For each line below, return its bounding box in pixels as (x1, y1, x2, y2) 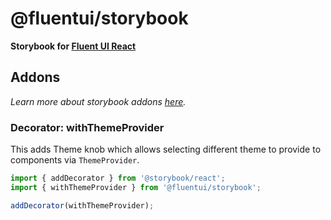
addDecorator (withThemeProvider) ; (10, 200, 155, 211)
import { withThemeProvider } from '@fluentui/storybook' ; (10, 182, 262, 192)
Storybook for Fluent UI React (10, 40, 137, 52)
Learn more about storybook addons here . (10, 95, 187, 107)
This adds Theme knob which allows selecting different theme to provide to (10, 143, 322, 156)
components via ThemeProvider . (10, 154, 140, 166)
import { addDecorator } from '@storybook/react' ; (10, 173, 226, 184)
